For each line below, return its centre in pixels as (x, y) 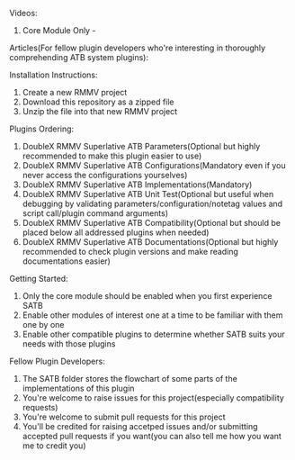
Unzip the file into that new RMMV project (100, 111)
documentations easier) (66, 261)
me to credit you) (54, 446)
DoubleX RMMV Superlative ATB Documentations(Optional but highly (150, 242)
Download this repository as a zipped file (98, 102)
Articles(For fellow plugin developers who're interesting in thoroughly (138, 48)
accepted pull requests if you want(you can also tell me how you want (152, 436)
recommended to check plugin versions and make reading (130, 252)
